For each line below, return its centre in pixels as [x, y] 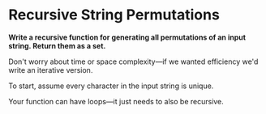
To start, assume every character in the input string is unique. [111, 86]
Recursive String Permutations [114, 15]
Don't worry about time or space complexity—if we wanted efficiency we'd [133, 61]
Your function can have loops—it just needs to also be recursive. [116, 101]
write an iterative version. [51, 70]
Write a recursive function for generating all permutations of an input [127, 37]
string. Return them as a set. [57, 45]
